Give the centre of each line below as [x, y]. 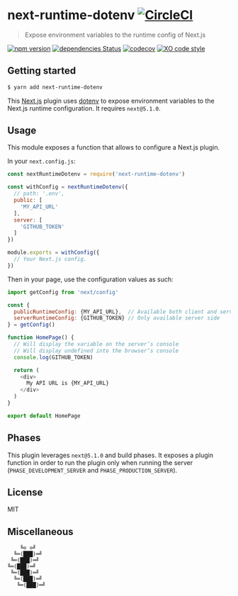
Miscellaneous [40, 532]
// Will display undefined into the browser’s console [96, 351]
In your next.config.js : [41, 161]
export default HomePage [44, 416]
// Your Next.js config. [50, 259]
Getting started [42, 71]
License [25, 493]
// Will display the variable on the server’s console [96, 344]
